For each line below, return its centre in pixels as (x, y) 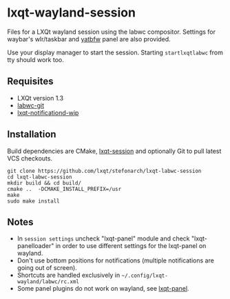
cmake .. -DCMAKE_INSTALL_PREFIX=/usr (64, 189)
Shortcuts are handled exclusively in (69, 275)
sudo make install (33, 201)
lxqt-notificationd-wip (48, 112)
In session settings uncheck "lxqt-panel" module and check (104, 238)
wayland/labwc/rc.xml (48, 282)
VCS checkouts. (30, 158)
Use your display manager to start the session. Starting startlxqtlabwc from (115, 52)
